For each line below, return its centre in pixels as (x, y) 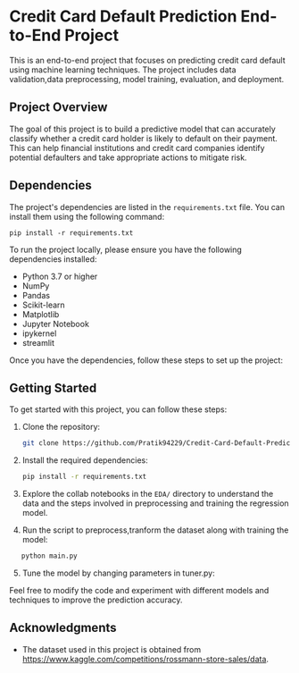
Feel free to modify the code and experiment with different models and (139, 590)
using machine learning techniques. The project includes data (123, 70)
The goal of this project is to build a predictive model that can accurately (143, 129)
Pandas (36, 295)
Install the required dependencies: (85, 460)
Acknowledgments (63, 628)
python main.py (49, 556)
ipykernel (39, 333)
